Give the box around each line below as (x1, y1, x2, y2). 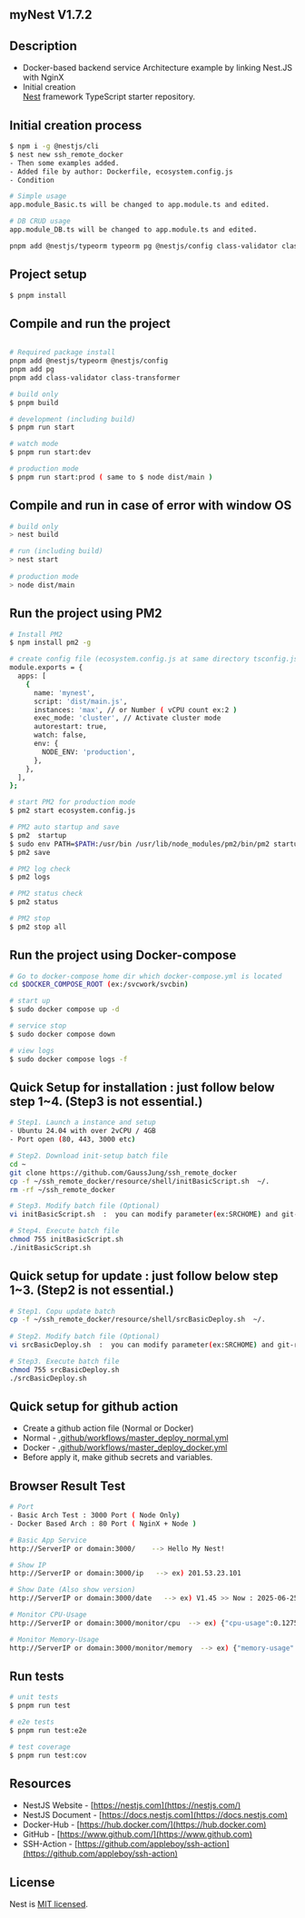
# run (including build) (9, 547, 103, 556)
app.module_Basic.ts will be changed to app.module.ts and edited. (9, 200, 271, 210)
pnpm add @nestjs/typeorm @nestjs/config (9, 356, 169, 366)
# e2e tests (9, 1717, 54, 1727)
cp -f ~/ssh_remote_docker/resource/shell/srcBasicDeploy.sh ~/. (9, 1315, 266, 1325)
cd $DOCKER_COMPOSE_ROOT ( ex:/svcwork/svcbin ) (9, 980, 189, 989)
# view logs (9, 1046, 54, 1055)
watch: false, (33, 730, 88, 740)
